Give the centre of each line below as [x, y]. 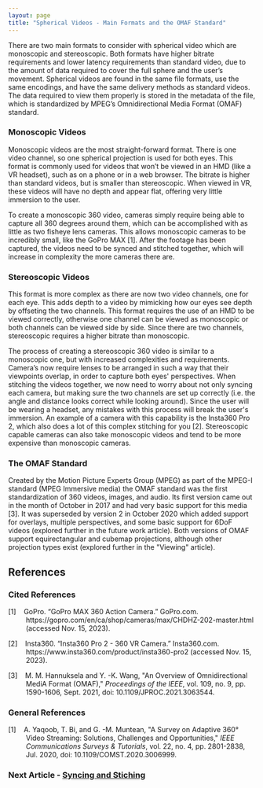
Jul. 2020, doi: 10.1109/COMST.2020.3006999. [102, 755]
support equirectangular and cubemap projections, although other [115, 539]
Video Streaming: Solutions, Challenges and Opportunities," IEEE [130, 738]
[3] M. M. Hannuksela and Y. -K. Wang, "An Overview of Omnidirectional [128, 676]
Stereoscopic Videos [49, 277]
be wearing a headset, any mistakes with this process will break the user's [128, 410]
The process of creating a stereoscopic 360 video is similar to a [111, 352]
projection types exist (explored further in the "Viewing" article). [112, 547]
